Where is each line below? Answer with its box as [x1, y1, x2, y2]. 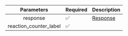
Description [92, 6, 121, 13]
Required [65, 6, 88, 13]
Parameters [20, 6, 49, 13]
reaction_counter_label [7, 23, 61, 29]
